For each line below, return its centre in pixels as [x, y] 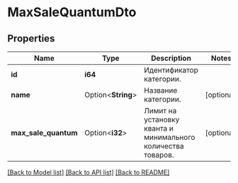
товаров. [159, 155]
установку [162, 119]
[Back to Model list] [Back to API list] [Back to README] [89, 172]
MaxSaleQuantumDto [72, 12]
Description [171, 58]
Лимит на [160, 111]
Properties [31, 39]
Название [161, 90]
